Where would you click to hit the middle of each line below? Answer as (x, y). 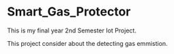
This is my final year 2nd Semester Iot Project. (72, 30)
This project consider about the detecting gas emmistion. (88, 43)
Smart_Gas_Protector (69, 12)
